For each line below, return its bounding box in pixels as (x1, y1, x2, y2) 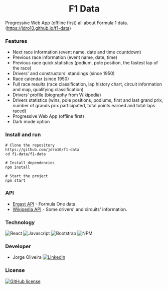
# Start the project (5, 173, 49, 179)
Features (5, 37, 28, 44)
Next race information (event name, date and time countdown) (12, 49, 141, 55)
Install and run (5, 131, 41, 138)
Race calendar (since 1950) (12, 76, 69, 82)
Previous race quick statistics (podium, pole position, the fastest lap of (12, 60, 158, 66)
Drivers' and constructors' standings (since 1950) (12, 70, 115, 77)
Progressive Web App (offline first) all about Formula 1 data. (5, 20, 128, 26)
